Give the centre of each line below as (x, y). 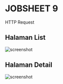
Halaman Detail (29, 65)
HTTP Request (20, 22)
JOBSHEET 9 (32, 9)
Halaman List (25, 38)
